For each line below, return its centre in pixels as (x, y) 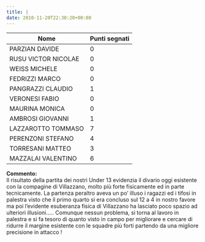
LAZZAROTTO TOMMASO (47, 128)
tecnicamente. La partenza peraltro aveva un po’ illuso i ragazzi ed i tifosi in (101, 193)
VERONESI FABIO (34, 99)
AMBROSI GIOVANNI (39, 118)
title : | (17, 12)
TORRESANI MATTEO (40, 148)
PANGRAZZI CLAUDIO (41, 88)
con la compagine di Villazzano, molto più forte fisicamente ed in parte (95, 186)
